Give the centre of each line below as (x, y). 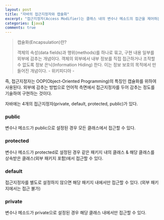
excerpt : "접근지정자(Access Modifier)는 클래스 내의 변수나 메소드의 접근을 (75, 19)
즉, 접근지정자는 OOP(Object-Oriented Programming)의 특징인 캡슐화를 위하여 (81, 81)
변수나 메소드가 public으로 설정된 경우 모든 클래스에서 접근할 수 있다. (70, 128)
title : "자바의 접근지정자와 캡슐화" (37, 14)
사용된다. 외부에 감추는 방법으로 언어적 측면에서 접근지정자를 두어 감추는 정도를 (80, 87)
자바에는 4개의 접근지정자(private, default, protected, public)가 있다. (72, 104)
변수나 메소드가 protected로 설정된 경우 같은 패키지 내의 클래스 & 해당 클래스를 (80, 152)
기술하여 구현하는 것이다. (29, 94)
